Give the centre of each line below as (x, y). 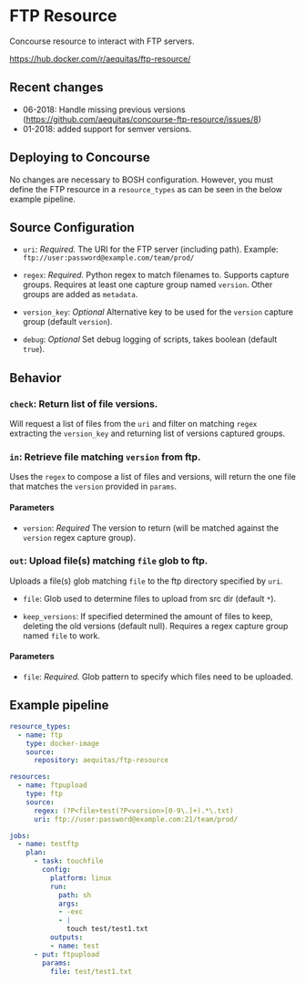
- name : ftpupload (53, 785)
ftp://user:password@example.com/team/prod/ (108, 258)
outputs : (66, 937)
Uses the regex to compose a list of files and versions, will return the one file (152, 477)
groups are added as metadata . (80, 295)
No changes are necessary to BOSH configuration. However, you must (142, 180)
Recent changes (56, 88)
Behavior (36, 378)
